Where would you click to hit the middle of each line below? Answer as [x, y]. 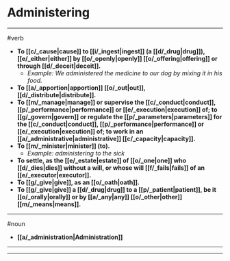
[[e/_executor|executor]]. [54, 175]
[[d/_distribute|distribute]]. [56, 95]
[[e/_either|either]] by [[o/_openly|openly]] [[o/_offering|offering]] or [117, 58]
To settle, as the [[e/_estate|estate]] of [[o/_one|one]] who [102, 160]
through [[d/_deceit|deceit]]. [59, 66]
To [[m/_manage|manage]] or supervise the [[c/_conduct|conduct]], [116, 102]
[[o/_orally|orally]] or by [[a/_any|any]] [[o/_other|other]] [100, 197]
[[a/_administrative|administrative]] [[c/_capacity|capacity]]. [106, 138]
